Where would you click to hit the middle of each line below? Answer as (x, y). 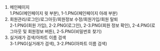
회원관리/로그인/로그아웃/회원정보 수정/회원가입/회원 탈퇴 (64, 19)
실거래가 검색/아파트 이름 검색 (38, 37)
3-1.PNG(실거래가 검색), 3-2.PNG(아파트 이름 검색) (58, 43)
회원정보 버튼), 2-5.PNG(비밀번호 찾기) (65, 31)
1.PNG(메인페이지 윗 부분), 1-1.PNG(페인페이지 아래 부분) (64, 13)
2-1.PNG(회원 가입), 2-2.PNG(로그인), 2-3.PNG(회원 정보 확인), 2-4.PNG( (80, 25)
